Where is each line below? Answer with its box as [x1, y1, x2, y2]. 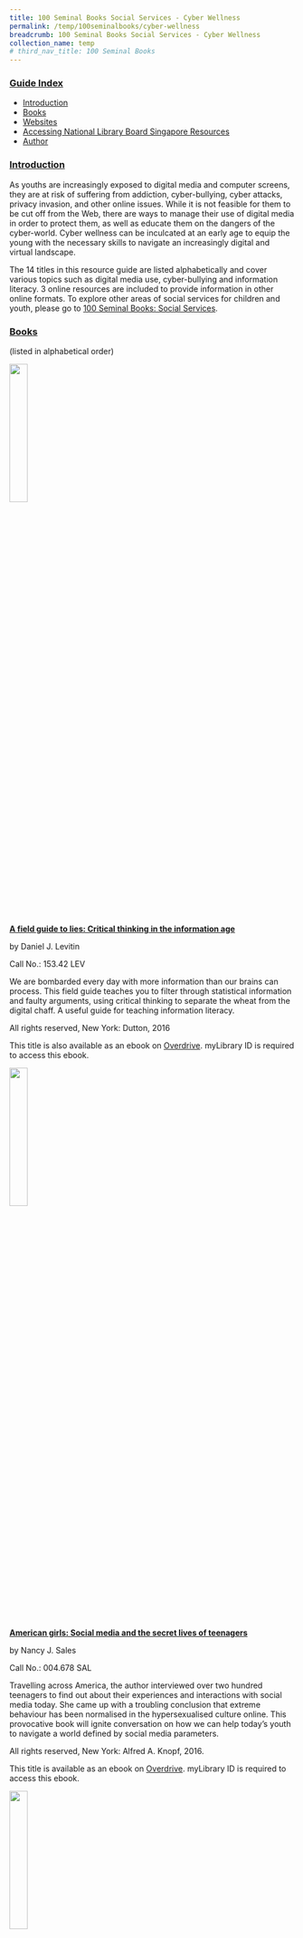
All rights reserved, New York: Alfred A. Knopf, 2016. [9, 1746, 205, 1757]
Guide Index [9, 77, 63, 90]
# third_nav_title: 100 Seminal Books [9, 47, 156, 56]
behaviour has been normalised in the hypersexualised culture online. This [9, 1709, 287, 1720]
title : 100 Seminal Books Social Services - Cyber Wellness [9, 13, 241, 23]
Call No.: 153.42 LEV [9, 959, 86, 969]
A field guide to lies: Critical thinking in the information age [9, 923, 235, 934]
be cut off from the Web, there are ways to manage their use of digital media [9, 207, 295, 218]
